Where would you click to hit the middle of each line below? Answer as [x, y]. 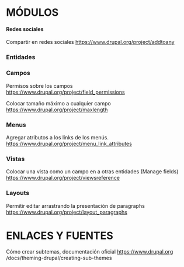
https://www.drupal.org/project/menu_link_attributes [69, 143]
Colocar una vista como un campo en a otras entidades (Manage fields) [92, 172]
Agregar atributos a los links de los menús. [58, 137]
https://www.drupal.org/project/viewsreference [63, 178]
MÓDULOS [32, 13]
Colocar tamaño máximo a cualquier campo [58, 103]
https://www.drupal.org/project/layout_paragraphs [67, 212]
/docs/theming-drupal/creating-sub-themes [59, 258]
